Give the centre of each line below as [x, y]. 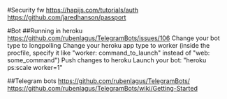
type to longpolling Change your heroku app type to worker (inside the [109, 45]
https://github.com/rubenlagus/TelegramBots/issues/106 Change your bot [113, 38]
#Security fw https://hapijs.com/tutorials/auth [73, 10]
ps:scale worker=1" [35, 67]
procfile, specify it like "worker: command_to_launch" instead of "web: [109, 53]
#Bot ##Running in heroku [45, 31]
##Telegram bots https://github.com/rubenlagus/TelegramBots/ [99, 81]
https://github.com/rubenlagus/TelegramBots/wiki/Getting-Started [102, 88]
